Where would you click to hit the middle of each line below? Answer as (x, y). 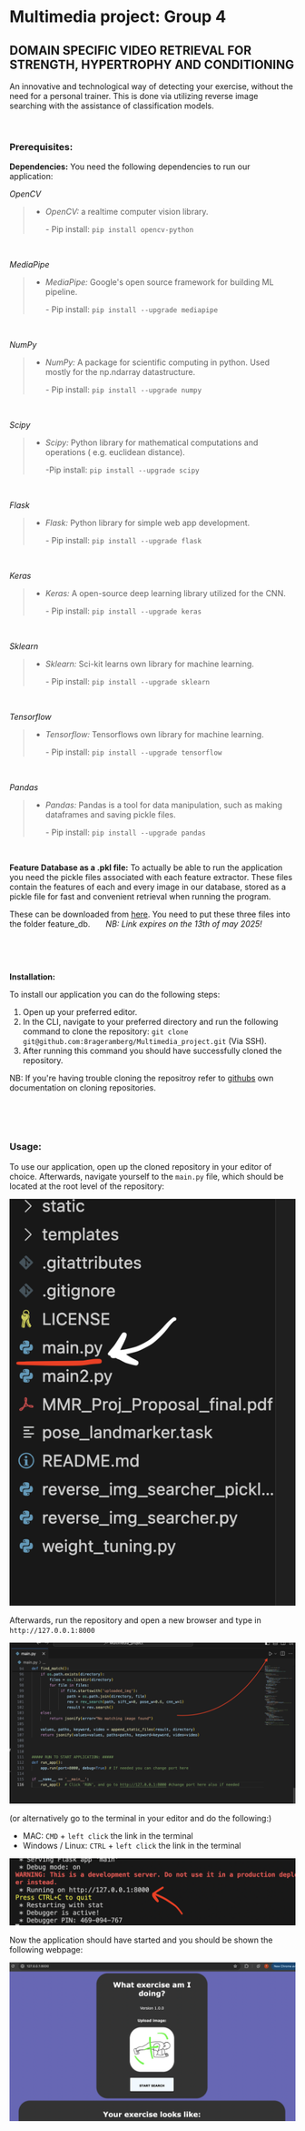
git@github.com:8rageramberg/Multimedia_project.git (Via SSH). (145, 1041)
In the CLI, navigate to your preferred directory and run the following (150, 1022)
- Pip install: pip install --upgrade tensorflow (133, 752)
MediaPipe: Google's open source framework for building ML (159, 282)
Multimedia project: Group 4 (118, 17)
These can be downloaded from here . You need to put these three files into (150, 914)
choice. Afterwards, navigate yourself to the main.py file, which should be (147, 1176)
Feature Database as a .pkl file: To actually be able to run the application (146, 868)
